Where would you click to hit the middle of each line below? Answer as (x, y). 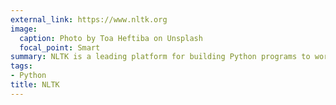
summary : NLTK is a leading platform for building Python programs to (160, 57)
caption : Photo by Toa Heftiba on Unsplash (111, 38)
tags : (21, 66)
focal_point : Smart (60, 47)
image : (24, 29)
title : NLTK (35, 85)
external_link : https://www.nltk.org (89, 19)
